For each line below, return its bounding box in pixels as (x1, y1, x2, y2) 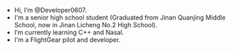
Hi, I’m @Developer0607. (13, 6, 87, 14)
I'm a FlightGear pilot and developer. (13, 36, 121, 44)
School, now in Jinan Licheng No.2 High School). (13, 21, 158, 29)
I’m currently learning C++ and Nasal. (13, 28, 124, 36)
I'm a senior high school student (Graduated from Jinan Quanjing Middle (13, 13, 226, 22)
